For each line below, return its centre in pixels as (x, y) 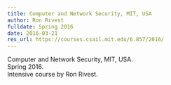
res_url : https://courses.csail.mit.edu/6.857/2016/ (86, 40)
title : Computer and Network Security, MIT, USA (80, 14)
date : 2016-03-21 (33, 33)
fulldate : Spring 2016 (40, 26)
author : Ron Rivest (36, 20)
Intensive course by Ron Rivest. (53, 75)
